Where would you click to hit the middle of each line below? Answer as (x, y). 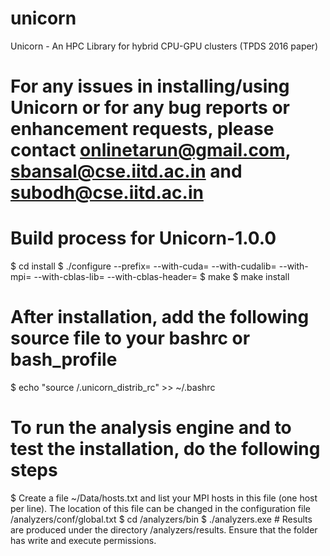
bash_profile (64, 359)
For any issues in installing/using (150, 86)
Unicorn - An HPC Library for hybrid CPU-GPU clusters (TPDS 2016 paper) (164, 46)
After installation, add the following (160, 317)
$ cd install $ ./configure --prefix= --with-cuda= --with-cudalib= (143, 266)
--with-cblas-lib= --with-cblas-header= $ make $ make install (161, 277)
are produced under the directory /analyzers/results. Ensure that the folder (164, 529)
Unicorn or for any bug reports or (150, 108)
